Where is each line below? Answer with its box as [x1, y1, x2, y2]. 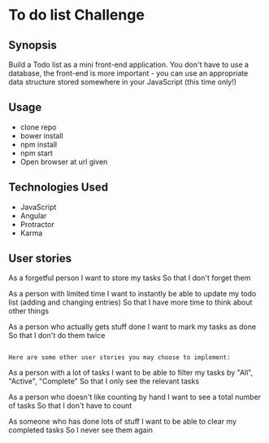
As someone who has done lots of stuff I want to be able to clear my [8, 417, 237, 427]
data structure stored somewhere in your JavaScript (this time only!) [8, 77, 237, 86]
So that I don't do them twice [8, 331, 106, 340]
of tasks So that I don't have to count [8, 401, 132, 410]
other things [8, 306, 50, 316]
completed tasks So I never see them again [8, 425, 153, 435]
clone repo [20, 122, 57, 132]
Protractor [20, 219, 54, 229]
